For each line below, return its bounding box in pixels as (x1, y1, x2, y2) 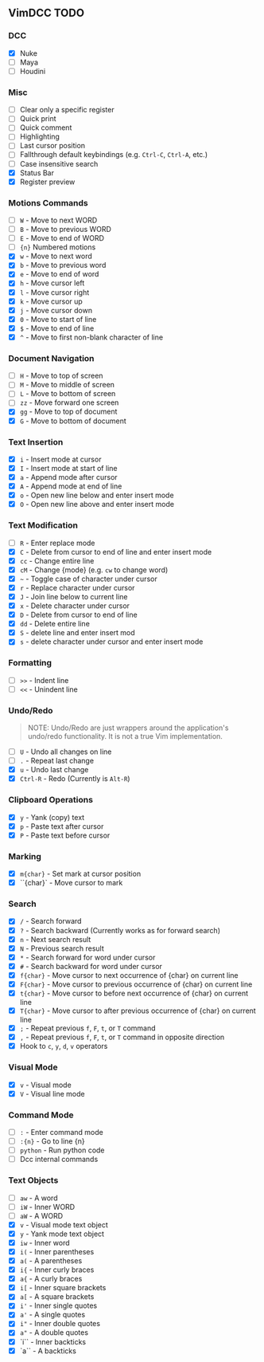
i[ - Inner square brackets (19, 1283, 107, 1293)
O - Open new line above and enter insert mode (19, 500, 175, 509)
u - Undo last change (19, 765, 89, 775)
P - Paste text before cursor (19, 830, 111, 840)
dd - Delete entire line (19, 619, 90, 629)
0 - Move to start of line (19, 314, 97, 324)
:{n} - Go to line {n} (19, 1136, 85, 1146)
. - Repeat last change (19, 756, 94, 766)
